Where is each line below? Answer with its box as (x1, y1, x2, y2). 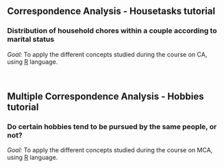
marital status (7, 34, 55, 44)
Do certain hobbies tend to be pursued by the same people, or (7, 122, 217, 131)
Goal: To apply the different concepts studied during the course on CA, (7, 50, 208, 58)
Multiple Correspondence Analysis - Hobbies (7, 91, 204, 102)
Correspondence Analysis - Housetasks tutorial (7, 5, 216, 17)
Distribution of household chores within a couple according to (7, 26, 217, 36)
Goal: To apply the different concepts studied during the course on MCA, (7, 146, 213, 154)
